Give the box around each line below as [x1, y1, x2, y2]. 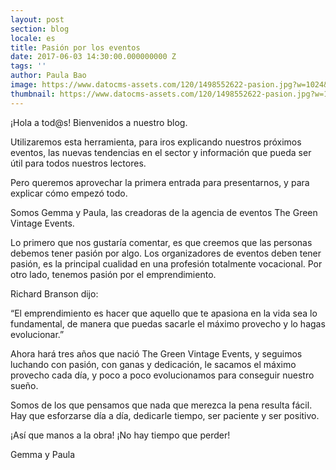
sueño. [10, 379, 39, 391]
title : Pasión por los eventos [10, 42, 141, 53]
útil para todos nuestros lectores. [10, 157, 147, 169]
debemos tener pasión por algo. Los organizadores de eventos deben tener [10, 247, 322, 259]
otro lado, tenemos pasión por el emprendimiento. [10, 268, 217, 280]
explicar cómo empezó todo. [10, 187, 128, 199]
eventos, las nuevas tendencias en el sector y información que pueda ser [10, 146, 312, 158]
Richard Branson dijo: [10, 287, 99, 300]
